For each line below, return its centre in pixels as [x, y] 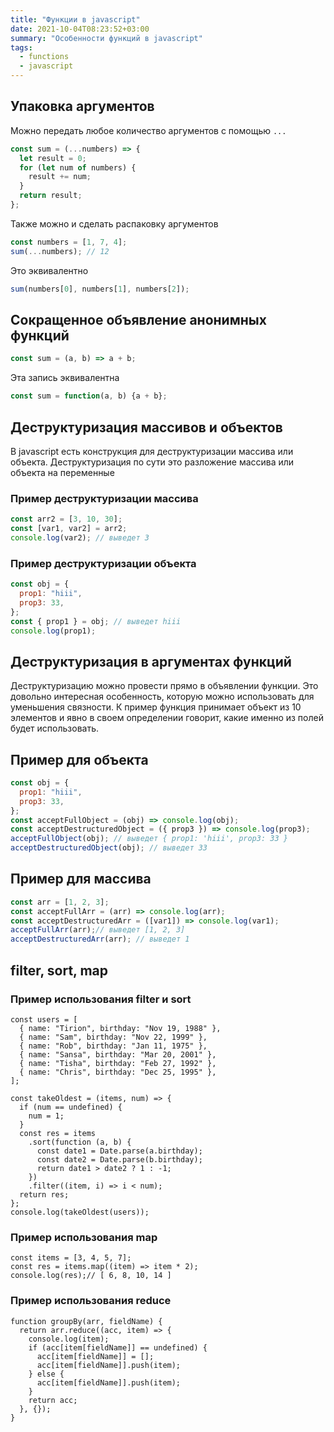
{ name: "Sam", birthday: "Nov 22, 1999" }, [113, 1037]
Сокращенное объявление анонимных [138, 319]
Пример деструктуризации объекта [103, 563]
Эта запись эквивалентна [65, 378]
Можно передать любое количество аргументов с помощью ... [148, 130]
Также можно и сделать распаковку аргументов [114, 223]
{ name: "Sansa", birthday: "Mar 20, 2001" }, [118, 1054]
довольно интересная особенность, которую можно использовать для [162, 697]
